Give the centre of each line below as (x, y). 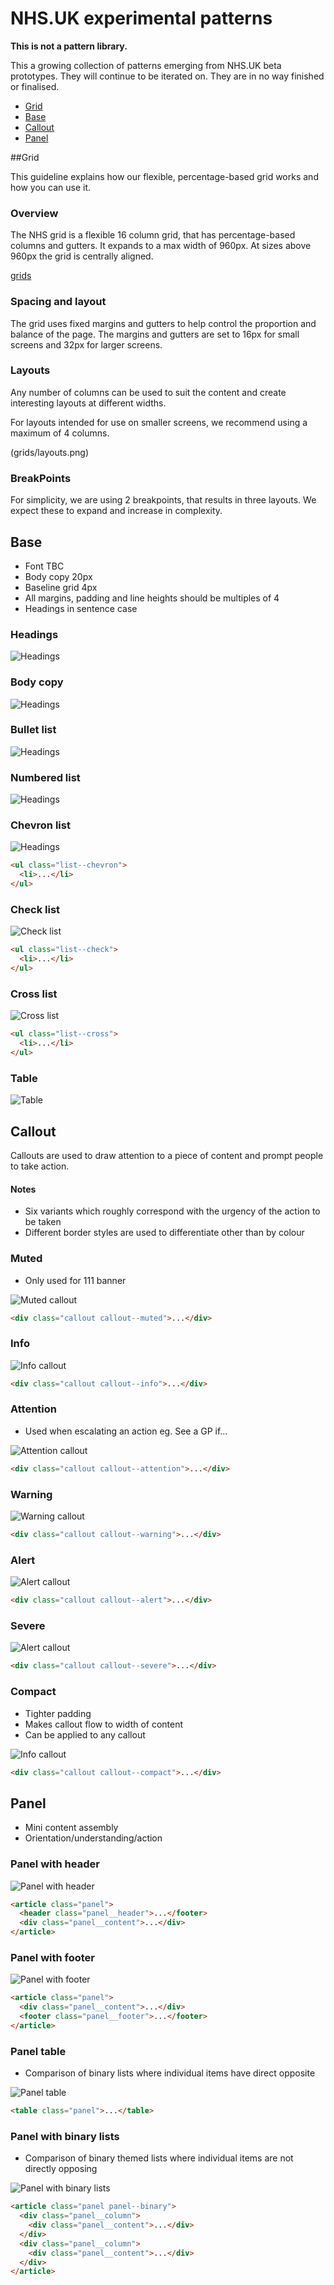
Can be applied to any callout (85, 1734)
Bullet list (33, 730)
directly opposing (61, 2169)
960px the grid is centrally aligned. (82, 256)
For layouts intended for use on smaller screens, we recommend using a (159, 422)
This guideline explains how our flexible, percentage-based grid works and (164, 176)
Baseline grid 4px (61, 587)
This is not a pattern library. (69, 46)
